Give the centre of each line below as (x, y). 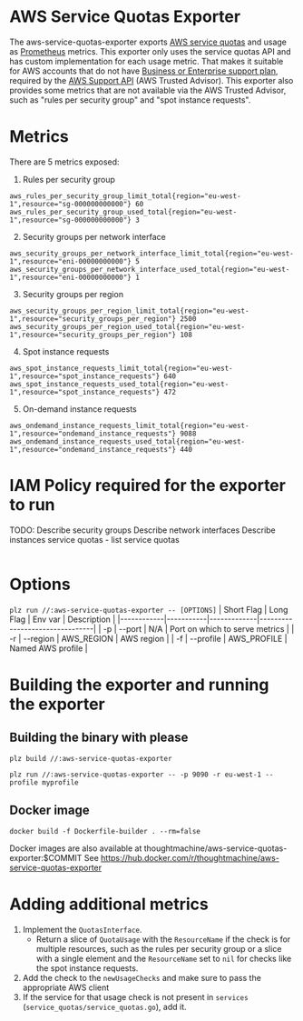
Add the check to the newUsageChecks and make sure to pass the (142, 977)
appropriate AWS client (66, 987)
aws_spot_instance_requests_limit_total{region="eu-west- (121, 368)
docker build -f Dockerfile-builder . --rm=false (105, 831)
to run (33, 505)
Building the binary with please (99, 738)
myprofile (60, 782)
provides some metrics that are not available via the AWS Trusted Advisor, (148, 90)
